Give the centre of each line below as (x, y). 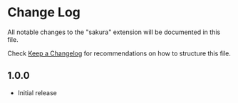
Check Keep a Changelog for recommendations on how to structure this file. (119, 53)
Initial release (37, 92)
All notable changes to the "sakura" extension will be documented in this (114, 32)
